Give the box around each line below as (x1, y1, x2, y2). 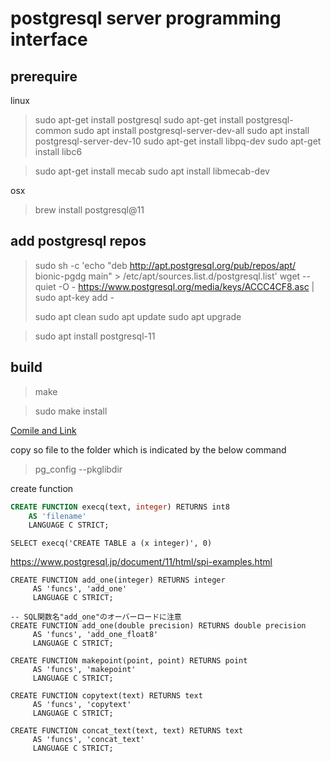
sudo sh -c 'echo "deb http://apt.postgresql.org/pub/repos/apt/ (34, 259, 297, 271)
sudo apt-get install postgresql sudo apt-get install (34, 114, 244, 126)
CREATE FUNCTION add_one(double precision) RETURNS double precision (10, 621, 307, 631)
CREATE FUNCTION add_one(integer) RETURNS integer (10, 575, 226, 586)
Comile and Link (10, 424, 77, 436)
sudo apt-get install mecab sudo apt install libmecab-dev (34, 165, 270, 177)
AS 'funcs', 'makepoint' (32, 665, 137, 675)
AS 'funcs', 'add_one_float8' (32, 630, 159, 640)
